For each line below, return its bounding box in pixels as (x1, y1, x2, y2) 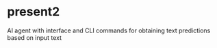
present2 (7, 4, 60, 20)
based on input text (7, 33, 62, 41)
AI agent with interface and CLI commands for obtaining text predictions (7, 26, 211, 34)
